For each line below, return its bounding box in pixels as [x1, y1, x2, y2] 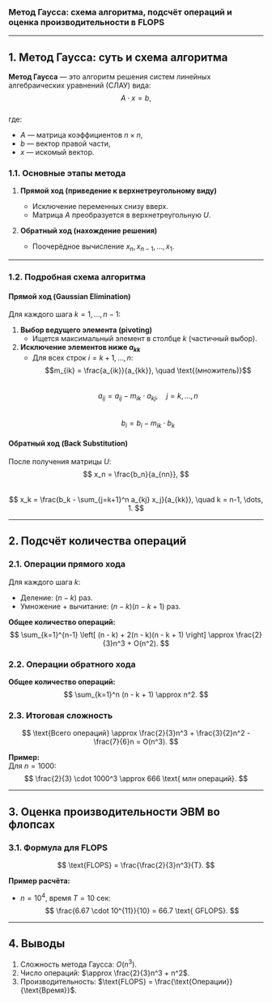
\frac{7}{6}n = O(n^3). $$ [93, 736, 179, 747]
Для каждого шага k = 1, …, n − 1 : [8, 309, 121, 319]
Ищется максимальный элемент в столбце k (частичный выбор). [32, 334, 257, 344]
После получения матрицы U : [8, 456, 112, 466]
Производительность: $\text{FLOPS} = [19, 977, 154, 987]
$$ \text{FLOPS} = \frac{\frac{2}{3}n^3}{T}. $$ [57, 860, 215, 869]
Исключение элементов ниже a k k [19, 343, 141, 354]
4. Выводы [8, 937, 66, 950]
